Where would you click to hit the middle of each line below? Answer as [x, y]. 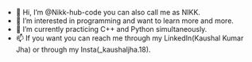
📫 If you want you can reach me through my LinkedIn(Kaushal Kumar [130, 38]
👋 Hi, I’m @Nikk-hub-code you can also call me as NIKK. [108, 12]
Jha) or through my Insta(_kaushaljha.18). [83, 49]
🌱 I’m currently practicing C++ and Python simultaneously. [111, 29]
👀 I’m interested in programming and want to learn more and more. [125, 21]
